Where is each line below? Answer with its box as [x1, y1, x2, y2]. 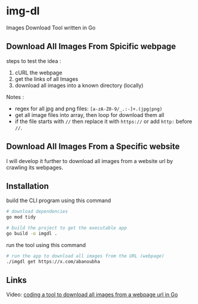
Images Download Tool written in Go [6, 24, 96, 31]
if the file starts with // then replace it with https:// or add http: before [14, 118, 193, 125]
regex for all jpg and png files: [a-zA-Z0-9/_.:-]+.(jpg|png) [14, 105, 163, 112]
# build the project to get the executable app [6, 225, 127, 231]
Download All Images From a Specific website [6, 142, 180, 152]
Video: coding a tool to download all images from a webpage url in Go [6, 291, 178, 298]
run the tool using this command [6, 241, 86, 248]
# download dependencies [6, 209, 68, 215]
